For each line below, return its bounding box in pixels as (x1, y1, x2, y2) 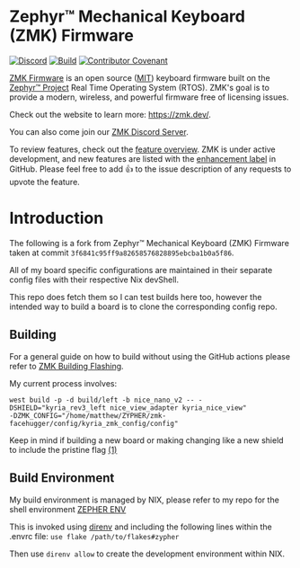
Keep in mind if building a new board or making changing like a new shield (9, 434, 285, 446)
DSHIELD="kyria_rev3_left (9, 403, 106, 413)
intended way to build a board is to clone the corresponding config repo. (9, 301, 278, 312)
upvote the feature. (9, 176, 81, 187)
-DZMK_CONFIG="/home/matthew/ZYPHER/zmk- (9, 411, 167, 420)
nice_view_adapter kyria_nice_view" (109, 403, 247, 413)
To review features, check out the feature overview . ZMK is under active (9, 144, 276, 155)
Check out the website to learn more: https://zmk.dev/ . (9, 109, 211, 120)
